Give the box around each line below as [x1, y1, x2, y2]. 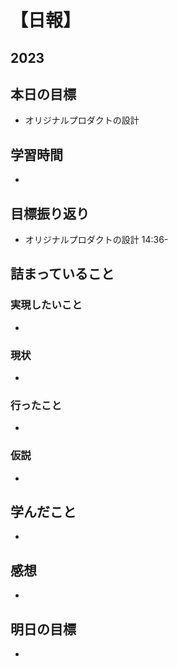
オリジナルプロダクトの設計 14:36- [24, 234, 169, 246]
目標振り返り [10, 205, 90, 222]
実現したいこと [10, 298, 83, 312]
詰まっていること [10, 266, 115, 283]
